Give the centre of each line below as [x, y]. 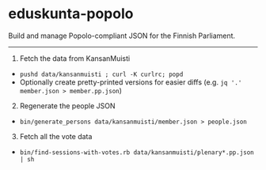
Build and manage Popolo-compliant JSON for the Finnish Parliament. [122, 36]
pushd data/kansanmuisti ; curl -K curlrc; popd [101, 74]
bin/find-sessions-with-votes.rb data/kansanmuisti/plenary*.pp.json [137, 152]
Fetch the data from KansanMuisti [75, 58]
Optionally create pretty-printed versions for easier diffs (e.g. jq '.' [131, 82]
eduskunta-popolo [71, 14]
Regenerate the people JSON [67, 106]
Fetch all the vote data [56, 136]
